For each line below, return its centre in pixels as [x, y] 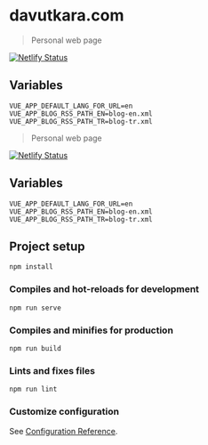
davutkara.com [67, 16]
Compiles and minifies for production [91, 330]
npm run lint [33, 389]
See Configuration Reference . [64, 431]
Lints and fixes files [52, 370]
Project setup [48, 246]
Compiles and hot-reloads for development [104, 289]
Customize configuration [64, 412]
